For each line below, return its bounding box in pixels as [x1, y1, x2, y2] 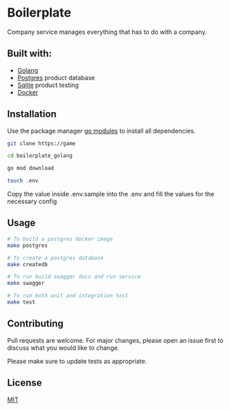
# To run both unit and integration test [7, 292, 129, 299]
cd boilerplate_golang [7, 152, 73, 160]
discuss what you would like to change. [7, 344, 120, 352]
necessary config [7, 197, 57, 205]
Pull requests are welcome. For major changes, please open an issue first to [7, 336, 224, 344]
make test [7, 299, 36, 306]
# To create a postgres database [7, 254, 104, 261]
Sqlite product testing [17, 81, 79, 89]
